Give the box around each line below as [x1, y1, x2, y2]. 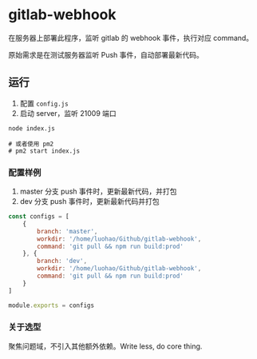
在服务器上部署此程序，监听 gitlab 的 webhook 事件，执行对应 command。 [8, 33, 254, 42]
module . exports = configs [8, 301, 94, 309]
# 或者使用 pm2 [8, 140, 54, 148]
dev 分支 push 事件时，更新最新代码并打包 [19, 197, 160, 206]
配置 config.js [19, 98, 69, 108]
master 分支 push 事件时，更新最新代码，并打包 [19, 186, 177, 197]
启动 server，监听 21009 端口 [19, 108, 117, 118]
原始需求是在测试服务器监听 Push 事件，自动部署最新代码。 [8, 50, 204, 59]
